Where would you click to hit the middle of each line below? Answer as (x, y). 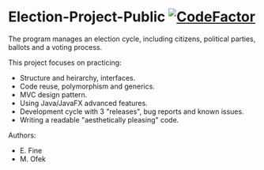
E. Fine (31, 150)
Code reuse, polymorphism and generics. (87, 86)
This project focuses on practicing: (65, 62)
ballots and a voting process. (55, 47)
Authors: (22, 135)
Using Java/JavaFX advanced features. (83, 103)
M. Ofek (32, 159)
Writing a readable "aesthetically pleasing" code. (99, 119)
